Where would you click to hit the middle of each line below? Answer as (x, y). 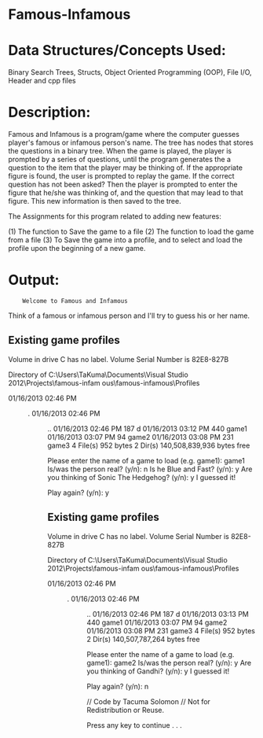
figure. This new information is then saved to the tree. (95, 201)
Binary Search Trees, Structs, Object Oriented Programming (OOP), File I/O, (130, 72)
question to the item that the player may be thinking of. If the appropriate (126, 168)
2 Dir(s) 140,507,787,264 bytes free (143, 639)
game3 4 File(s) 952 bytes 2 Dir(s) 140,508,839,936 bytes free (149, 445)
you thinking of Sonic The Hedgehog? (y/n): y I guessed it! (142, 477)
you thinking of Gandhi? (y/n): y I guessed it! (158, 671)
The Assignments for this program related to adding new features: (115, 216)
